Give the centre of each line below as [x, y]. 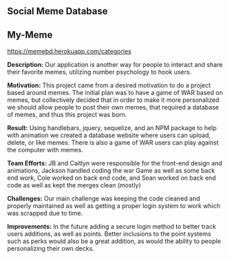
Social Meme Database [57, 11]
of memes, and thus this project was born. [67, 115]
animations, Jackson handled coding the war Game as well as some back [111, 171]
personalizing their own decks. [51, 249]
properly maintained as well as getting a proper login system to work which [114, 206]
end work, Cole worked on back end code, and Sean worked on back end [112, 178]
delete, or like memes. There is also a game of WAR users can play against [113, 143]
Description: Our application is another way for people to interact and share [115, 65]
